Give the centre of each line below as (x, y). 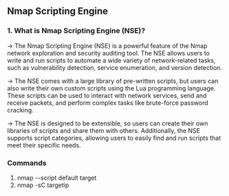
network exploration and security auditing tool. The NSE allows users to (109, 53)
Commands (27, 162)
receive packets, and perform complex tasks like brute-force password (108, 103)
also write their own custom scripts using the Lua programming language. (111, 88)
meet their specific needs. (44, 145)
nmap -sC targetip (43, 185)
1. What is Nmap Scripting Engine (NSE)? (76, 31)
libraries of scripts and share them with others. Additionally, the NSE (104, 130)
